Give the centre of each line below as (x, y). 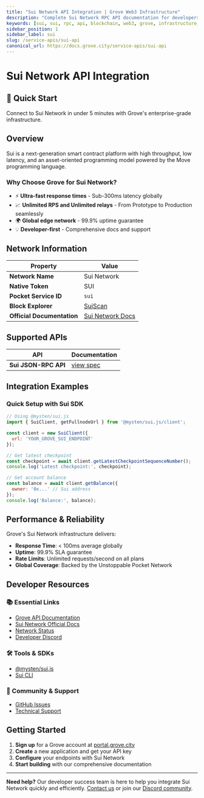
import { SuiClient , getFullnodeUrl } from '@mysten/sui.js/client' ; (96, 422)
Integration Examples (48, 387)
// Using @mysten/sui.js (38, 417)
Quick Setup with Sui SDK (45, 404)
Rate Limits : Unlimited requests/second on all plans (80, 559)
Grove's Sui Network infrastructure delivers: (61, 534)
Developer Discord (39, 637)
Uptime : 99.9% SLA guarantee (53, 553)
